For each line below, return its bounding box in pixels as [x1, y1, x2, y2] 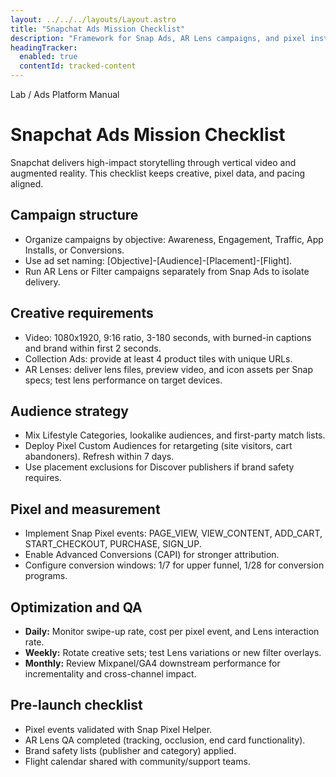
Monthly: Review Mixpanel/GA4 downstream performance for [24, 657, 281, 669]
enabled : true [19, 52, 78, 62]
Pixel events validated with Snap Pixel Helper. [24, 723, 213, 735]
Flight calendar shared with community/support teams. [24, 755, 251, 767]
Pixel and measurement [10, 501, 161, 518]
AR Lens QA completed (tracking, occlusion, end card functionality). [24, 734, 306, 746]
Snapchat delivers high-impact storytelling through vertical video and [10, 156, 297, 168]
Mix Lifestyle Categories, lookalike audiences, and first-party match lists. [24, 429, 326, 441]
